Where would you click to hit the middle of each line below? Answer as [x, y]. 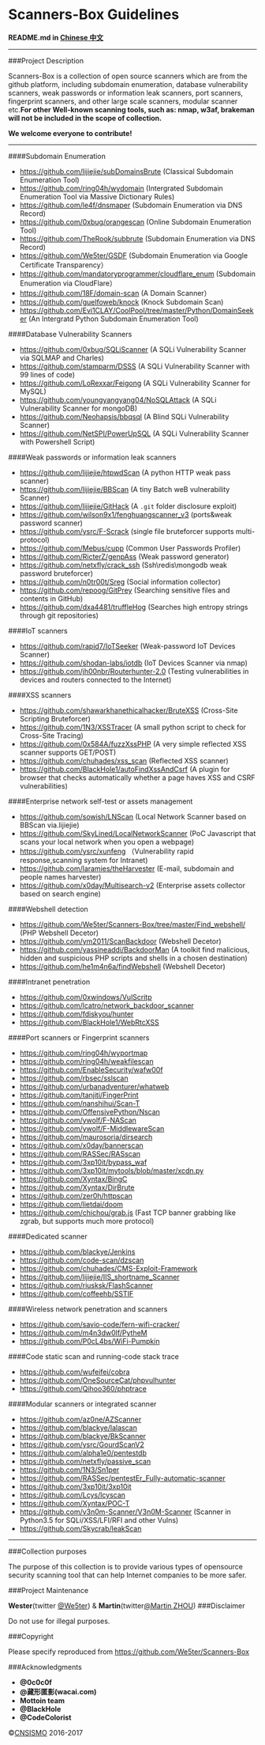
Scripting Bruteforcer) [55, 718]
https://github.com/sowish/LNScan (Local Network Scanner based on [133, 816]
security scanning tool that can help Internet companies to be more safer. [127, 1575]
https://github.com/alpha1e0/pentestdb [83, 1452]
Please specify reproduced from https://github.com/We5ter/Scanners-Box [129, 1652]
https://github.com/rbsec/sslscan [74, 1078]
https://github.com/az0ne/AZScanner [80, 1419]
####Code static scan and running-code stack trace [94, 1356]
